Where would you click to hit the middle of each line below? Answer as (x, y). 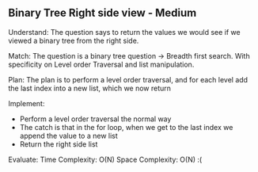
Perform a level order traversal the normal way (95, 119)
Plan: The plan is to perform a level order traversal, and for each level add (128, 79)
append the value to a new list (69, 136)
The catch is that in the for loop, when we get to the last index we (126, 127)
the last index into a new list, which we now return (90, 88)
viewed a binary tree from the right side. (74, 40)
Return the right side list (59, 144)
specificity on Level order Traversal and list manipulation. (101, 64)
